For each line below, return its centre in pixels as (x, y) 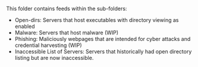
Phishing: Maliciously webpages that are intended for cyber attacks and (103, 39)
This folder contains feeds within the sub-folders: (67, 9)
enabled (25, 26)
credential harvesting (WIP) (48, 45)
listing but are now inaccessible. (54, 58)
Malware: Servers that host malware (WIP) (67, 33)
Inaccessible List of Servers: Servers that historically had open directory (103, 52)
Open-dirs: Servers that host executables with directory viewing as (97, 20)
